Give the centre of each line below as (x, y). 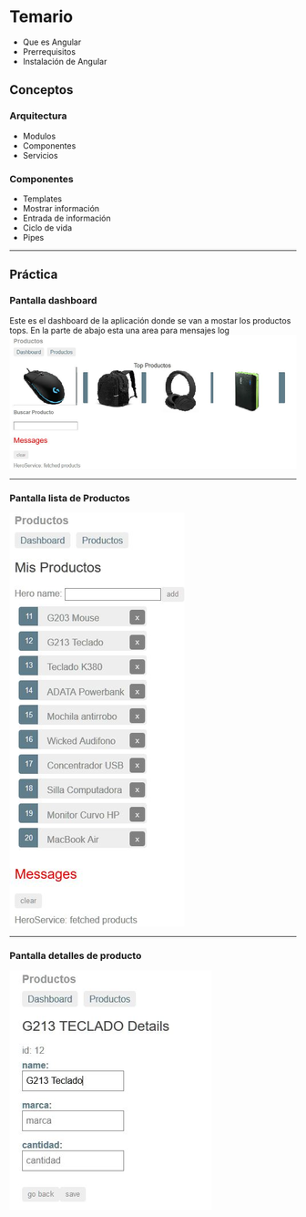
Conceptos (41, 90)
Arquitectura (38, 116)
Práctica (34, 275)
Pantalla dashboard (53, 301)
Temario (41, 17)
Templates (42, 199)
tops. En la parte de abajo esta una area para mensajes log (120, 330)
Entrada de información (66, 218)
